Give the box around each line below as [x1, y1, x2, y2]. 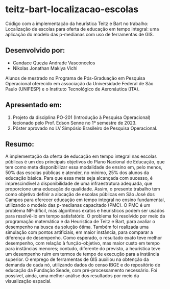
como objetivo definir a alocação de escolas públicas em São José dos [5, 191, 155, 198]
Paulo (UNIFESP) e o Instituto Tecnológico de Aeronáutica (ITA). [5, 86, 140, 92]
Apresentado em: [5, 101, 62, 109]
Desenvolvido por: [5, 46, 65, 55]
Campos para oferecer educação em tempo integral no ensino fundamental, [5, 197, 165, 203]
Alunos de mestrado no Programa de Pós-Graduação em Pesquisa [5, 75, 145, 81]
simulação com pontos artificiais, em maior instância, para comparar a [5, 229, 153, 235]
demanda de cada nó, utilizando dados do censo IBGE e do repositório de [5, 262, 161, 268]
